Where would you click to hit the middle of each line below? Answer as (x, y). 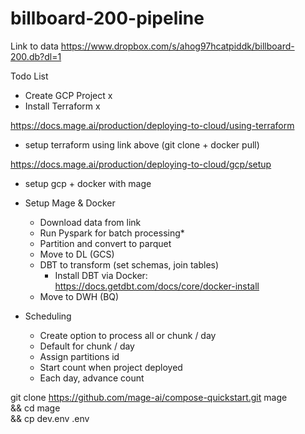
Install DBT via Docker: (101, 275)
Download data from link (90, 222)
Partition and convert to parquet (105, 243)
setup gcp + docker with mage (88, 183)
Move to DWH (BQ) (79, 296)
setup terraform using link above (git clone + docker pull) (142, 144)
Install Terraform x (62, 106)
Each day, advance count (92, 378)
